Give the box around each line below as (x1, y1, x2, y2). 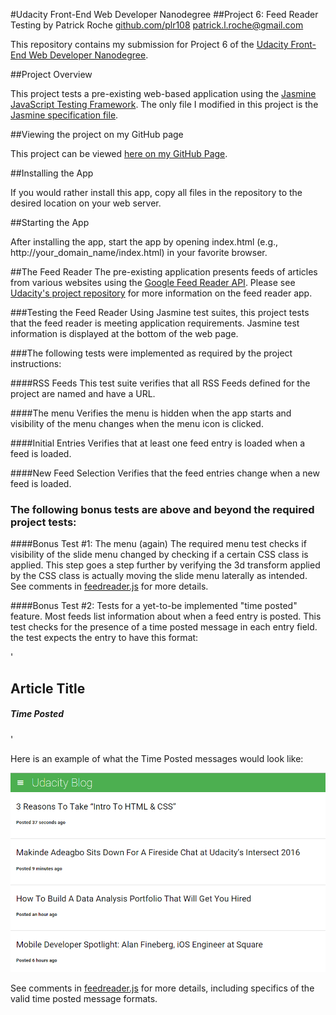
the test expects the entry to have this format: (10, 632, 199, 644)
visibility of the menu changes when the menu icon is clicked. (10, 418, 264, 429)
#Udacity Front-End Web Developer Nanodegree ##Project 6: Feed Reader (10, 9, 319, 20)
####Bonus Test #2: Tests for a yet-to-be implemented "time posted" (10, 600, 298, 612)
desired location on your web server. (10, 197, 162, 209)
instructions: (10, 358, 62, 369)
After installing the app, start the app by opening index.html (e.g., (10, 236, 279, 248)
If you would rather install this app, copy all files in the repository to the (10, 187, 303, 198)
